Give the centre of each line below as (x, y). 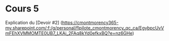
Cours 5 (22, 9)
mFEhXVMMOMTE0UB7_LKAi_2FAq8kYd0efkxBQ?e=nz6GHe (69, 33)
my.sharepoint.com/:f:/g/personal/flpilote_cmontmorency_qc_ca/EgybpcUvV (85, 27)
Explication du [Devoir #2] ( (34, 22)
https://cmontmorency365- (90, 22)
